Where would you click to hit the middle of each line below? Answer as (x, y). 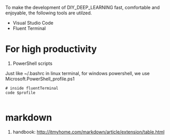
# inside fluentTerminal (32, 88)
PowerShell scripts (33, 63)
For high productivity (51, 49)
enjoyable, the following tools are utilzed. (49, 13)
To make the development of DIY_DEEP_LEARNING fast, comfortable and (83, 7)
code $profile (21, 93)
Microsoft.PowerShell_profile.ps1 (40, 79)
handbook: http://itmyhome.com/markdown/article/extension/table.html (89, 132)
